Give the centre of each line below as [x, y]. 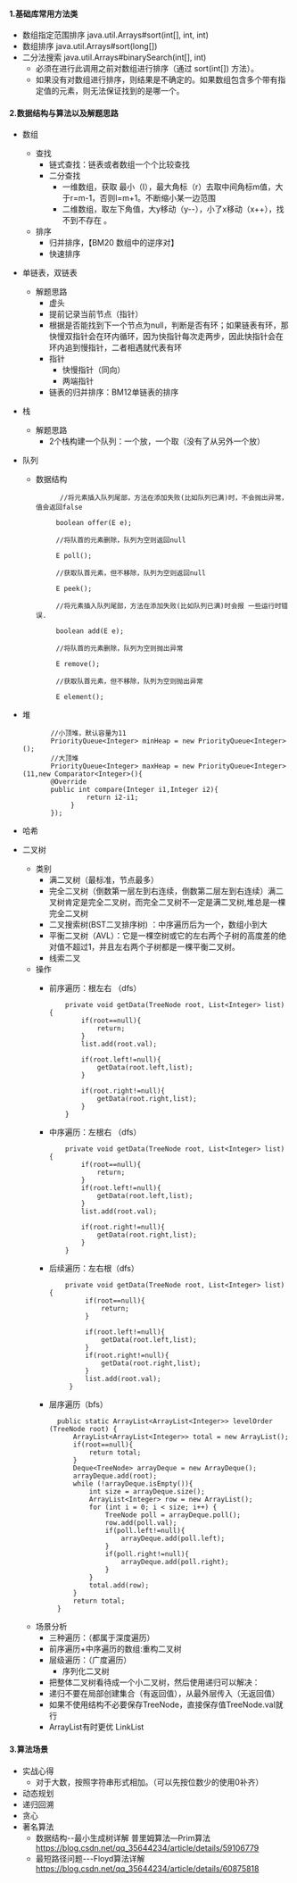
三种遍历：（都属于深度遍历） [102, 1637]
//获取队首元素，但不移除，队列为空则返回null [131, 573]
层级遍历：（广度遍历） [90, 1660]
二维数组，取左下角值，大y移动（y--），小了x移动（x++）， [169, 209]
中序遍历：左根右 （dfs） [95, 1132]
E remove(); [78, 664]
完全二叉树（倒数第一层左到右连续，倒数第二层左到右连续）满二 [166, 891]
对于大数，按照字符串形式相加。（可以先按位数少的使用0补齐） [149, 1782]
